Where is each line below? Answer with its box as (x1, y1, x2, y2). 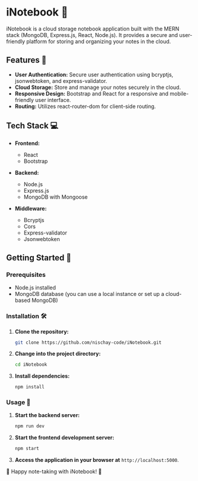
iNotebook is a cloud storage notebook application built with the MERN (6, 25, 180, 32)
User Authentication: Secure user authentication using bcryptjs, (14, 71, 174, 78)
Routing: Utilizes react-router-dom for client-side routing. (14, 103, 156, 110)
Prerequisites (6, 270, 46, 279)
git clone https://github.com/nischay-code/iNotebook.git (14, 340, 162, 346)
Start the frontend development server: (14, 434, 115, 441)
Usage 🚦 (6, 398, 31, 406)
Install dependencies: (14, 372, 70, 380)
